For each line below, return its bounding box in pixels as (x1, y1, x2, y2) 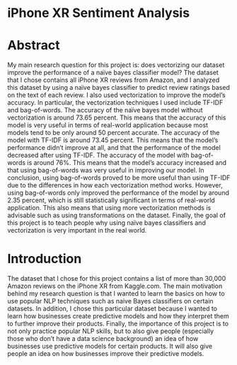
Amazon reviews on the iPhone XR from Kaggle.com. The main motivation (7, 282, 223, 291)
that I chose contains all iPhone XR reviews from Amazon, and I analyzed (7, 76, 220, 84)
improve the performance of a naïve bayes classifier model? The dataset (7, 69, 219, 77)
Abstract (7, 37, 60, 54)
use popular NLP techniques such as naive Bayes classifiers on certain (7, 297, 214, 306)
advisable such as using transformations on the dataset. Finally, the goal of (7, 211, 226, 220)
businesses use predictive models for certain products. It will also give (7, 342, 213, 351)
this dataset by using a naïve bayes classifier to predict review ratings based (7, 83, 230, 92)
